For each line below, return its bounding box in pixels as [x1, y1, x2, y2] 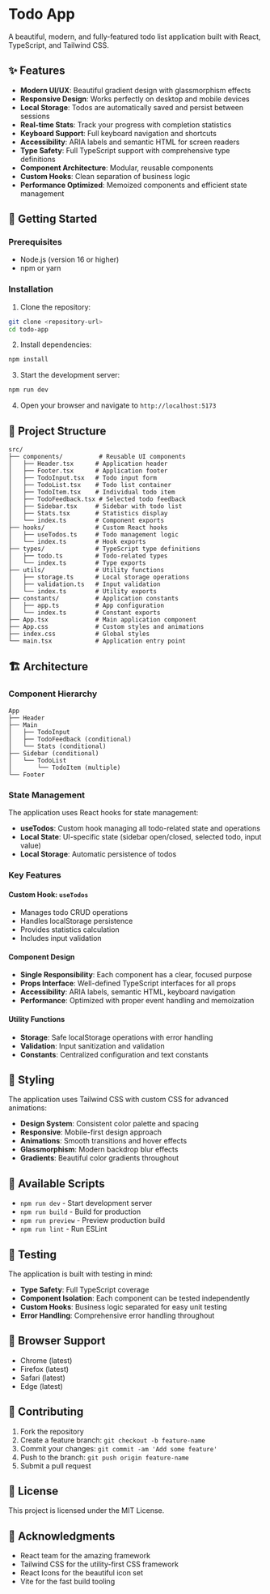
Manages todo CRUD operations [19, 908, 129, 917]
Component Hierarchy [8, 688, 98, 699]
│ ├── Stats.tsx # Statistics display [8, 510, 168, 518]
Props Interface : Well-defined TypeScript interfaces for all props [19, 978, 237, 989]
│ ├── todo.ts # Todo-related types [8, 552, 168, 560]
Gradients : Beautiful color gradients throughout [19, 1153, 179, 1163]
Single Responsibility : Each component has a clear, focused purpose [19, 970, 252, 980]
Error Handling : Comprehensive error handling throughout [19, 1310, 215, 1320]
